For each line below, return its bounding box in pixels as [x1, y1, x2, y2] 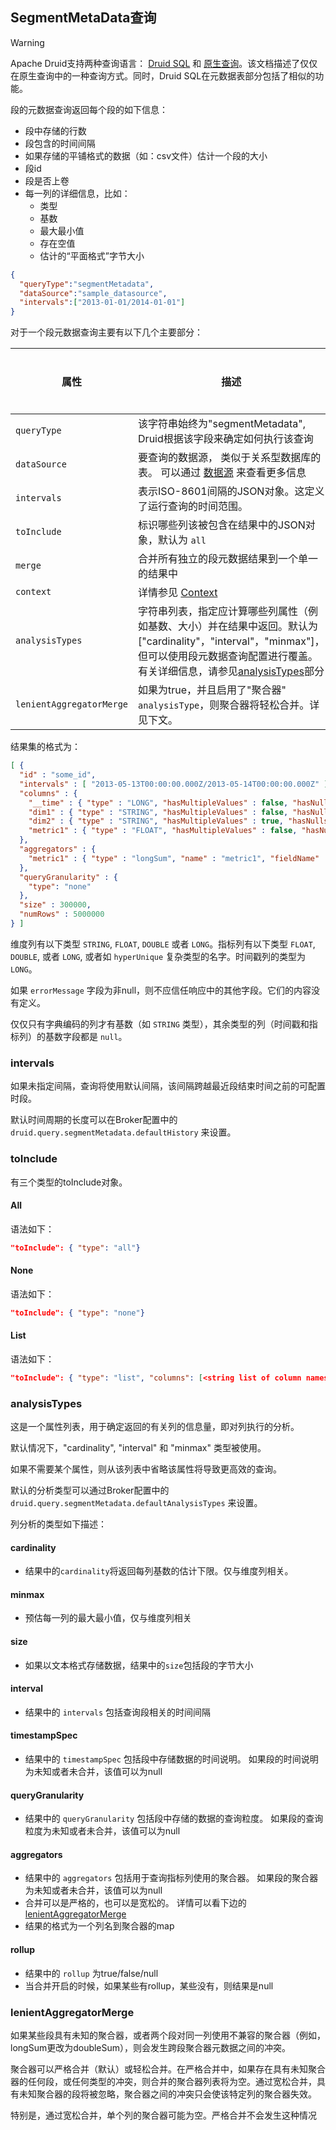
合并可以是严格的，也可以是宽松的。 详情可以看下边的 [24, 1897, 247, 1909]
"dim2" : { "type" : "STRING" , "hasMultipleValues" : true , [28, 816, 284, 827]
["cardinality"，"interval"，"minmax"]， [138, 634, 325, 648]
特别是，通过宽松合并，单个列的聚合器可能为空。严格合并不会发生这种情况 [10, 2109, 317, 2121]
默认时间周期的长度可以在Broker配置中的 [10, 1114, 178, 1126]
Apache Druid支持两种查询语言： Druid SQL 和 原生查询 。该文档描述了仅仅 [10, 57, 318, 69]
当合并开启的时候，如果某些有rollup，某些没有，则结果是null [24, 1979, 274, 1992]
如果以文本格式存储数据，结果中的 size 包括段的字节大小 [24, 1659, 254, 1671]
